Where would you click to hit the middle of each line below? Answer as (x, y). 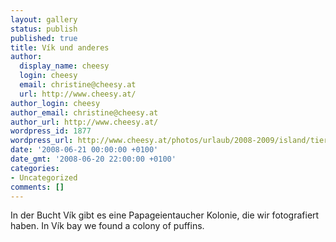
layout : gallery (44, 19)
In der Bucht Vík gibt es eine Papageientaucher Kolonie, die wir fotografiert (165, 215)
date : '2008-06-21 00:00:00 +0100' (84, 150)
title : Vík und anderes (60, 47)
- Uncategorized (44, 177)
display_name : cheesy (64, 66)
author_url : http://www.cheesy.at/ (84, 122)
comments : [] (37, 187)
